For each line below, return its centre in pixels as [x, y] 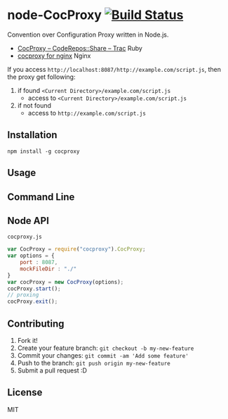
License [25, 393]
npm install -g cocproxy [43, 151]
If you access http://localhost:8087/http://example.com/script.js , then [114, 69]
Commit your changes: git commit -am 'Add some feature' [103, 356]
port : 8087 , [39, 263]
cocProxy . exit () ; [33, 302]
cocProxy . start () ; [34, 289]
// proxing [23, 295]
